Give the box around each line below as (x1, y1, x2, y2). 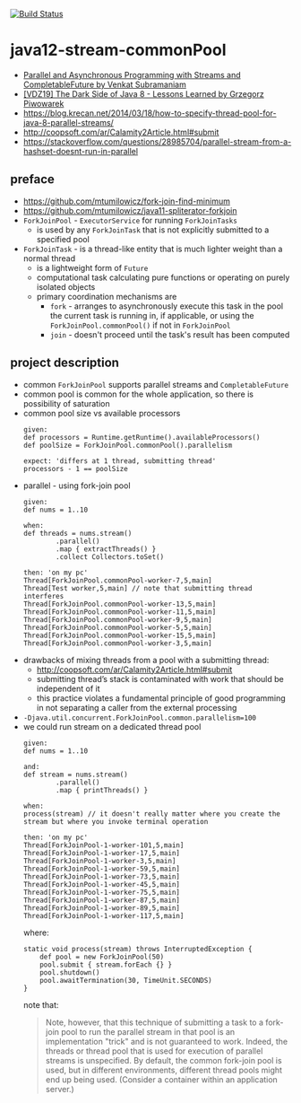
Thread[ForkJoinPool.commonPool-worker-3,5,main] (22, 638, 213, 648)
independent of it (36, 683, 101, 694)
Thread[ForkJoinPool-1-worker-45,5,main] (22, 880, 180, 889)
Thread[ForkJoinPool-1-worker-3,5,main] (22, 856, 176, 865)
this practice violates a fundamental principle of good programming (36, 692, 286, 704)
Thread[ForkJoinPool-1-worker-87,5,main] (22, 896, 180, 905)
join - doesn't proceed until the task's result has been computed (49, 328, 290, 340)
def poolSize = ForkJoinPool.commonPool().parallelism (22, 441, 233, 450)
